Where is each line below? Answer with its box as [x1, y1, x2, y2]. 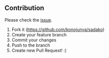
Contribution [4, 4, 44, 12]
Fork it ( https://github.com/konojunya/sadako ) [11, 27, 105, 32]
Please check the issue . [4, 17, 52, 23]
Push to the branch [11, 42, 50, 48]
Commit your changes [11, 37, 57, 43]
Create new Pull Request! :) [11, 47, 67, 53]
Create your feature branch [11, 31, 67, 37]
